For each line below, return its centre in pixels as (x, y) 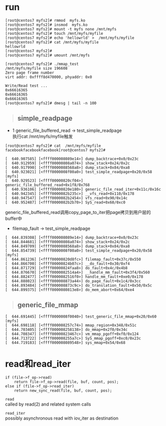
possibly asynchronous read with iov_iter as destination (62, 418)
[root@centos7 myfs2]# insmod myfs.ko (46, 25)
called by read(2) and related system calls (48, 404)
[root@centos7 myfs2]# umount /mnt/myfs (48, 55)
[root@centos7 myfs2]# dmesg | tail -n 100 (51, 103)
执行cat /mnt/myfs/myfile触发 (42, 136)
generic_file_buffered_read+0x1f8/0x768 (48, 185)
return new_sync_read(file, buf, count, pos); (63, 390)
